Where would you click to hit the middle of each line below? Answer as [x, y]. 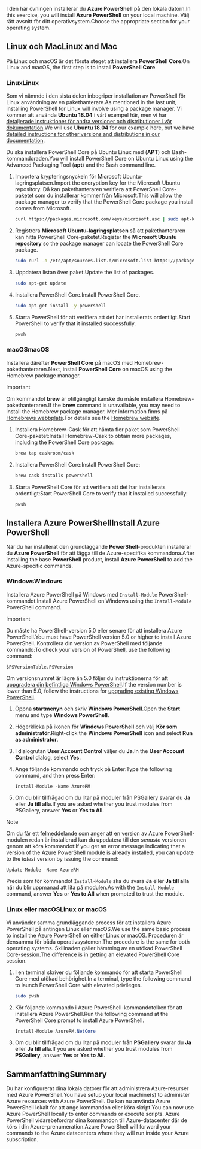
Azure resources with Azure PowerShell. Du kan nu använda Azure [88, 1101]
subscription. [22, 1139]
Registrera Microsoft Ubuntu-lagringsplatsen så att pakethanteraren [100, 231]
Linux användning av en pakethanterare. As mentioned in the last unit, [92, 102]
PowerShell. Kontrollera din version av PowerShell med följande [84, 643]
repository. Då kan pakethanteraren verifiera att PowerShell [88, 189]
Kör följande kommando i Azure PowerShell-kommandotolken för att [99, 1007]
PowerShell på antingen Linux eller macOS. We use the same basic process [98, 929]
